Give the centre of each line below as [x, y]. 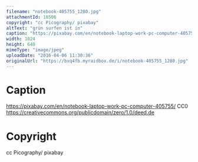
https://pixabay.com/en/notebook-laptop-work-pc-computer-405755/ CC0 [97, 106]
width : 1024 [21, 39]
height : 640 [21, 45]
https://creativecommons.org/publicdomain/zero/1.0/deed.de [80, 113]
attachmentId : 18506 [32, 17]
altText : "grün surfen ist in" [44, 28]
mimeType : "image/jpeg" [35, 50]
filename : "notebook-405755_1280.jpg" [54, 11]
